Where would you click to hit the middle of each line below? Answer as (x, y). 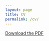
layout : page (19, 10)
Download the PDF (24, 33)
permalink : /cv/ (22, 19)
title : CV (15, 14)
